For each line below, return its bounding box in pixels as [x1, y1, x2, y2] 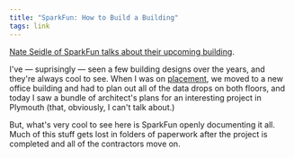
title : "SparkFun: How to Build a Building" [9, 13, 179, 22]
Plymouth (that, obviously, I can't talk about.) [9, 101, 175, 112]
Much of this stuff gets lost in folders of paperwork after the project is [9, 128, 268, 139]
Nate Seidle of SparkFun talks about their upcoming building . [9, 46, 236, 57]
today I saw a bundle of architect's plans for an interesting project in [9, 92, 263, 103]
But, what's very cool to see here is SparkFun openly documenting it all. [9, 118, 276, 130]
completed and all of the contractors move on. [9, 138, 182, 149]
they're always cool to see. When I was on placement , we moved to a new [9, 73, 283, 83]
